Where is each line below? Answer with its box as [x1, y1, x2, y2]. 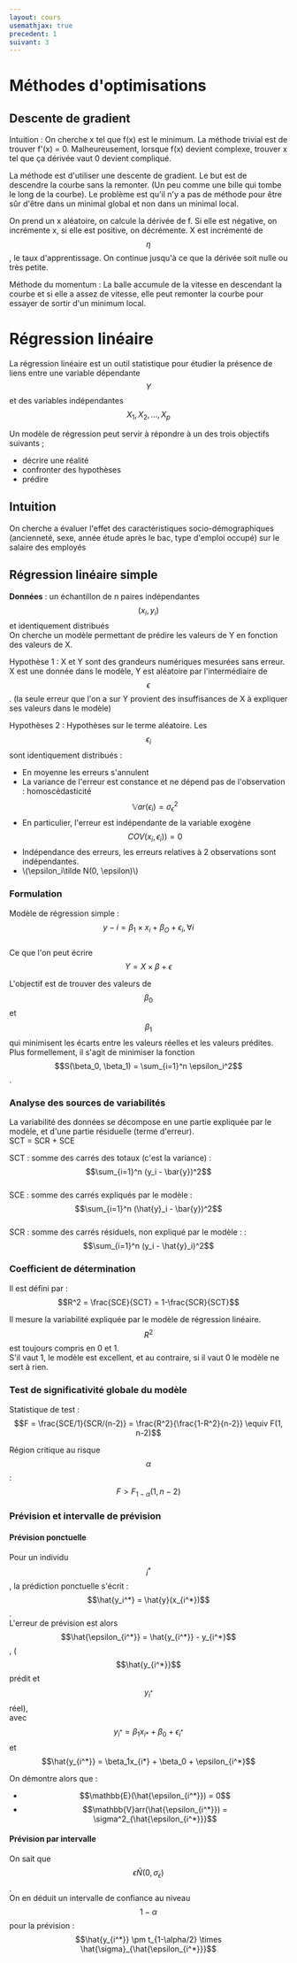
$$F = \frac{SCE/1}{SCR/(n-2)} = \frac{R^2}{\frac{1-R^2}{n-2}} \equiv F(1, [13, 1418, 284, 1428]
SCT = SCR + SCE [9, 1135, 75, 1146]
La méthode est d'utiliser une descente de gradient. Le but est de [9, 170, 247, 181]
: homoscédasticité [21, 786, 92, 797]
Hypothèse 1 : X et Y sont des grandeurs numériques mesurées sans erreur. [9, 657, 286, 667]
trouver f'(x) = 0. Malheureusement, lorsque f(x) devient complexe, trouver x [9, 143, 287, 155]
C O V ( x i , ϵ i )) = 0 [127, 831, 183, 843]
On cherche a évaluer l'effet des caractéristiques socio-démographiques [9, 523, 274, 534]
